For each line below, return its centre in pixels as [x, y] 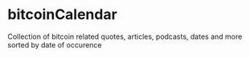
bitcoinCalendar [62, 15]
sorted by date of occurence [55, 44]
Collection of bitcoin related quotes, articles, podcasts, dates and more [125, 36]
